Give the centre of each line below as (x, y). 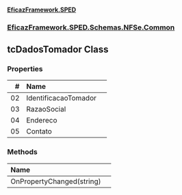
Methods (22, 152)
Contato (39, 131)
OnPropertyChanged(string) (56, 181)
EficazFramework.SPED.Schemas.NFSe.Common (91, 27)
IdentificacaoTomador (62, 98)
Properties (25, 68)
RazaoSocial (46, 109)
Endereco (42, 120)
